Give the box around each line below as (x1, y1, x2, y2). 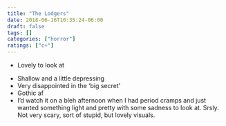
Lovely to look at (17, 61, 64, 69)
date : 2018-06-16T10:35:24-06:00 (7, 17, 104, 23)
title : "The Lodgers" (7, 10, 70, 17)
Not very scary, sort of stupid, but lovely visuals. (17, 111, 156, 119)
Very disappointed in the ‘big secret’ (17, 82, 121, 90)
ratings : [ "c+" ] (7, 42, 54, 49)
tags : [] (7, 29, 32, 36)
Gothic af (17, 89, 44, 97)
